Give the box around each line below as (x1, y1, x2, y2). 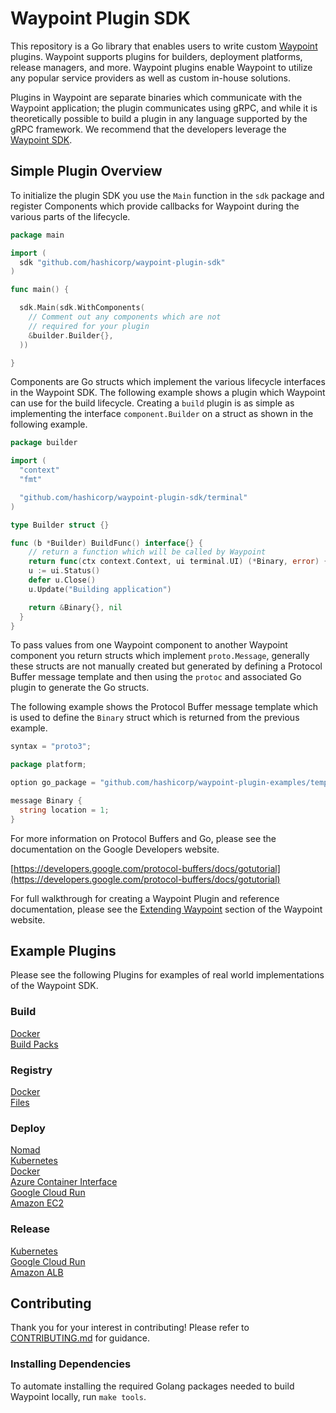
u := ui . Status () (28, 566, 101, 576)
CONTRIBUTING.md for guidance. (10, 1332, 150, 1344)
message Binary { (10, 796, 83, 806)
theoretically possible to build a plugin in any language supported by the (10, 112, 308, 124)
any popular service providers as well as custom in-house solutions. (10, 72, 291, 84)
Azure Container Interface (10, 1176, 118, 1188)
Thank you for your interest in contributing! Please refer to (10, 1322, 250, 1334)
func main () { (10, 285, 70, 295)
